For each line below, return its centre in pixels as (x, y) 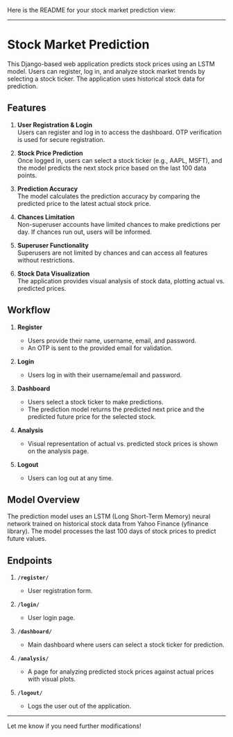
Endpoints (30, 561)
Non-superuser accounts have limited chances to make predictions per (119, 224)
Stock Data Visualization (53, 274)
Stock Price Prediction (50, 153)
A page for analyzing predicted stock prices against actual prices (121, 672)
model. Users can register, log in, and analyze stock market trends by (106, 71)
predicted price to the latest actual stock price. (84, 203)
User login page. (51, 618)
